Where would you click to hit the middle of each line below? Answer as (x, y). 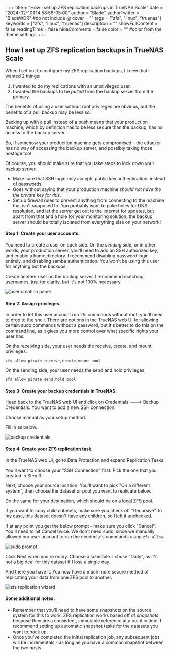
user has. (15, 336)
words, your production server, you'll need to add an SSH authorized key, (82, 250)
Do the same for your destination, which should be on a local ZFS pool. (79, 501)
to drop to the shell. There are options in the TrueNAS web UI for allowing (82, 320)
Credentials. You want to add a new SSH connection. (60, 407)
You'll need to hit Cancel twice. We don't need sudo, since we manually (80, 531)
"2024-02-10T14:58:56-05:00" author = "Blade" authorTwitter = (72, 13)
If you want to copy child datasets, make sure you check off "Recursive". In (84, 510)
